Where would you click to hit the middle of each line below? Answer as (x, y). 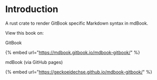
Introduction (32, 9)
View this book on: (24, 33)
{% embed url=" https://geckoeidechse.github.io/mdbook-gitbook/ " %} (79, 72)
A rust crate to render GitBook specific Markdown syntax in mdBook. (77, 23)
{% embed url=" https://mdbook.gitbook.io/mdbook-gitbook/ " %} (73, 52)
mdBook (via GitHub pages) (34, 62)
